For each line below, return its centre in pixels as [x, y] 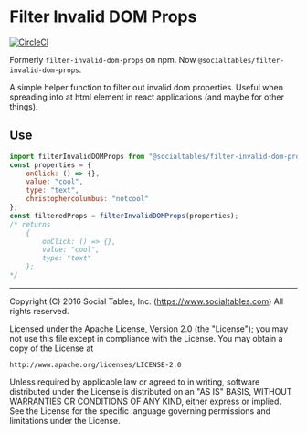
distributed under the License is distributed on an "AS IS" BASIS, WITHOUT [151, 391]
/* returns [30, 224]
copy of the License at [52, 348]
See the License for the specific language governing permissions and [140, 411]
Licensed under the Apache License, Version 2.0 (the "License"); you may [149, 328]
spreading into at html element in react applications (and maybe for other [147, 97]
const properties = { [51, 165]
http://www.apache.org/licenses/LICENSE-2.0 [95, 364]
